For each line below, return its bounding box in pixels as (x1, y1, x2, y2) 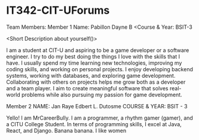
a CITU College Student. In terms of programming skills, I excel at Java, (6, 120, 182, 127)
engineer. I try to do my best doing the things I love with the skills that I (6, 53, 180, 60)
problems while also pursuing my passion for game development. (21, 91, 182, 98)
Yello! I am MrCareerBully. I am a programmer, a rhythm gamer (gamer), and (6, 114, 193, 121)
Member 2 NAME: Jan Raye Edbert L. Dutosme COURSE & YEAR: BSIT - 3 (6, 102, 188, 109)
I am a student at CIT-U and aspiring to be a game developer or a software (6, 46, 189, 54)
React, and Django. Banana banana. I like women (6, 127, 127, 134)
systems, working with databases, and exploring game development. (6, 72, 176, 79)
